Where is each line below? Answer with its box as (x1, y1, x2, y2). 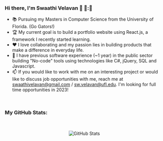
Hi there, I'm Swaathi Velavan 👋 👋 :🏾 (5, 5, 93, 12)
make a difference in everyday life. (12, 47, 84, 53)
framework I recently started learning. (12, 36, 91, 42)
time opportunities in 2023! (12, 87, 69, 93)
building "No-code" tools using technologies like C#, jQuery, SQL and (12, 58, 157, 64)
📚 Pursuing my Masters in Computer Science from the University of (12, 16, 154, 22)
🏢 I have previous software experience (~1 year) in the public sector (12, 52, 153, 58)
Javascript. (12, 63, 36, 69)
